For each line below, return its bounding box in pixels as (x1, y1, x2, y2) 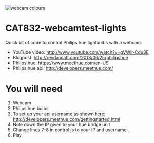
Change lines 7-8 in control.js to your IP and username (12, 127, 127, 133)
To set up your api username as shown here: (12, 111, 106, 117)
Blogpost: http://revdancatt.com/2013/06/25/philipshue (12, 54, 128, 60)
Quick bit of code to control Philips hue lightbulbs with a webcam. (5, 39, 142, 45)
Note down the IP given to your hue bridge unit (12, 121, 110, 127)
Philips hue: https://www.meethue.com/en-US (12, 60, 109, 66)
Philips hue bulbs (12, 105, 49, 111)
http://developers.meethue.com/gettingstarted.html (12, 116, 121, 122)
